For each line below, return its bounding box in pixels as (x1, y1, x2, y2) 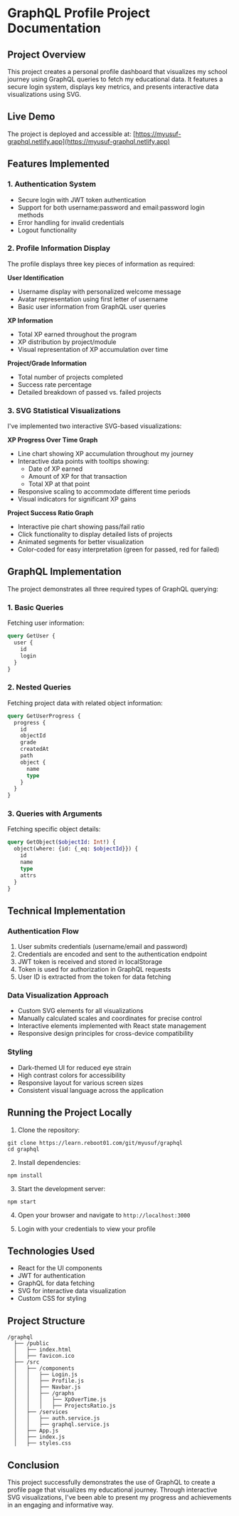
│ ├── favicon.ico (14, 1352, 75, 1360)
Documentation (7, 20, 102, 36)
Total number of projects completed (17, 373, 123, 381)
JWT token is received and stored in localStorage (17, 957, 162, 966)
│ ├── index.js (14, 1433, 65, 1440)
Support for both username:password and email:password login (17, 203, 205, 212)
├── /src (14, 1359, 40, 1366)
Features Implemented (7, 158, 110, 170)
